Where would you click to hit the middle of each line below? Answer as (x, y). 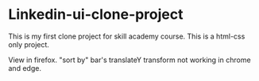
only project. (29, 44)
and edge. (25, 68)
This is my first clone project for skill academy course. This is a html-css (127, 36)
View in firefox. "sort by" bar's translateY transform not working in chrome (130, 60)
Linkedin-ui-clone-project (96, 15)
